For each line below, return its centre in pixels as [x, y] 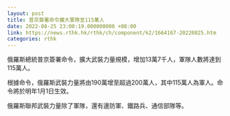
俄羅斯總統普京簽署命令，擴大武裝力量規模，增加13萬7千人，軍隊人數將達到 [114, 60]
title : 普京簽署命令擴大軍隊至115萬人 [56, 20]
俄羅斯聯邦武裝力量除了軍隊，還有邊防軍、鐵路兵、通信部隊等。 [97, 106]
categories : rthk [32, 39]
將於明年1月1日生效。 [43, 91]
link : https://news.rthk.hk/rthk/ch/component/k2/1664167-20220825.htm [112, 33]
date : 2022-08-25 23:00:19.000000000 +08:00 [72, 26]
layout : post [26, 13]
